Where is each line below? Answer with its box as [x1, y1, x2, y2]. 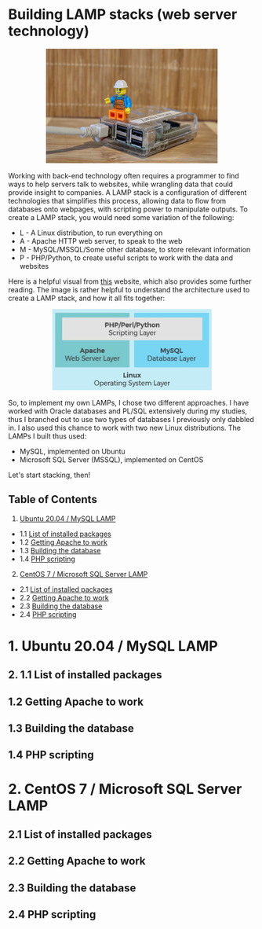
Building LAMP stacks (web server [8, 6, 238, 24]
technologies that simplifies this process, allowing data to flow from [8, 196, 227, 206]
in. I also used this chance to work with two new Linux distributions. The [8, 423, 242, 432]
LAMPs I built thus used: [8, 431, 87, 441]
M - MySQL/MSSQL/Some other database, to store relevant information [19, 245, 251, 255]
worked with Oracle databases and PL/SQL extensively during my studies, [8, 406, 248, 416]
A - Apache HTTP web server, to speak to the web [19, 237, 183, 246]
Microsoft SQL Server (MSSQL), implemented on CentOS [19, 454, 204, 464]
